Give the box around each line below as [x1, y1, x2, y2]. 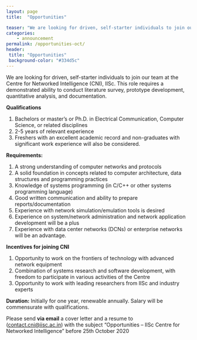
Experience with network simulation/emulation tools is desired [14, 206, 165, 214]
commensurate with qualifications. [6, 304, 90, 311]
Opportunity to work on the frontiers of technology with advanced [14, 254, 174, 262]
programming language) [14, 188, 73, 195]
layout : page [6, 8, 38, 15]
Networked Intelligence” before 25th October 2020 [6, 327, 130, 334]
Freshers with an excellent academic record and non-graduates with [14, 134, 180, 141]
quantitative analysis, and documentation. [6, 92, 107, 99]
